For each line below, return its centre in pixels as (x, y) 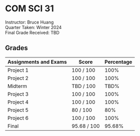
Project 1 (18, 70)
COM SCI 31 (29, 9)
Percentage (118, 62)
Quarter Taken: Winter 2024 (33, 27)
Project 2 (18, 78)
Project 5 (18, 110)
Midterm (17, 86)
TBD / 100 (84, 86)
